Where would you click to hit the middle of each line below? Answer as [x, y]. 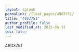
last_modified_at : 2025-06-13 [35, 27]
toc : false [16, 32]
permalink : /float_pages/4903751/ [40, 14]
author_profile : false [28, 23]
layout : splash [20, 9]
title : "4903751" [22, 18]
